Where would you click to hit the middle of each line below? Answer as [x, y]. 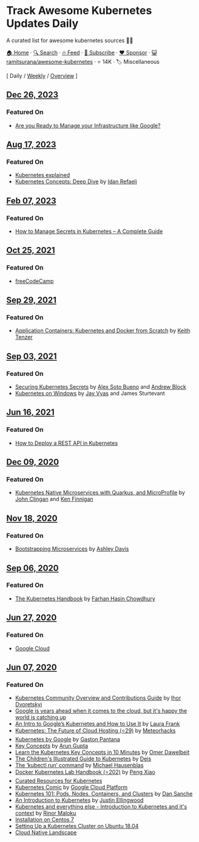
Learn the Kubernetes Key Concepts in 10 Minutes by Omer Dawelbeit [102, 753]
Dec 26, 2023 [32, 95]
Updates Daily [42, 23]
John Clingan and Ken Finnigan [54, 499]
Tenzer [24, 337]
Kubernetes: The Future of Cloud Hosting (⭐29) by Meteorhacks [95, 731]
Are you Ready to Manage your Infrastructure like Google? [88, 125]
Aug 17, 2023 [31, 144]
